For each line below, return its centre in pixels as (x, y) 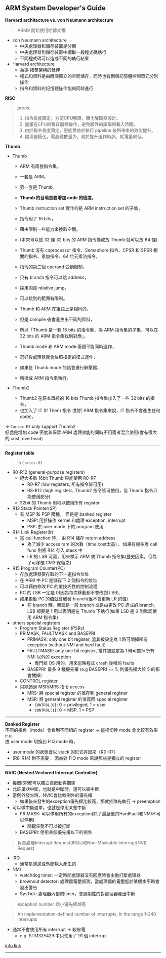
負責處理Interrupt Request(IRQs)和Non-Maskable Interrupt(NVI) (82, 842)
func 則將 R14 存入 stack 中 (55, 550)
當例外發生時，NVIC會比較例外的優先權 (52, 795)
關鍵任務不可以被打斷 (49, 826)
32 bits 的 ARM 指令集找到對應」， (54, 336)
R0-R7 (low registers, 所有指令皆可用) (65, 484)
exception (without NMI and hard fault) (66, 645)
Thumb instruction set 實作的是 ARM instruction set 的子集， (81, 208)
